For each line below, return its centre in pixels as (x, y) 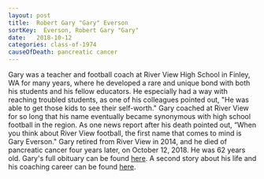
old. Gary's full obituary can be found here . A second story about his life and (132, 158)
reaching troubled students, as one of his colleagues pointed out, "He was (129, 100)
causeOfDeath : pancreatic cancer (63, 52)
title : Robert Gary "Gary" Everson (68, 23)
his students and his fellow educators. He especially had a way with (118, 91)
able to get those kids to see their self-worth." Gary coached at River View (129, 108)
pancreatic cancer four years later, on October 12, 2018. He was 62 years (127, 150)
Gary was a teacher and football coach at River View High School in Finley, (129, 75)
